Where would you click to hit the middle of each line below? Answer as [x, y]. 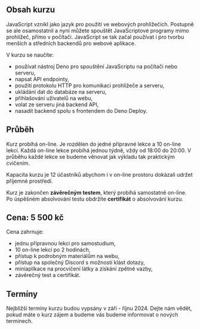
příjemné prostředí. [30, 181]
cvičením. [18, 163]
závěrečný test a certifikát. [47, 275]
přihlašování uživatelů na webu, [54, 98]
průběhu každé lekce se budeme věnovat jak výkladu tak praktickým [90, 156]
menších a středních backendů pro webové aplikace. [71, 43]
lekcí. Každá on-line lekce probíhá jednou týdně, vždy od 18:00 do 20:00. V [99, 150]
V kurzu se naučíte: [30, 55]
